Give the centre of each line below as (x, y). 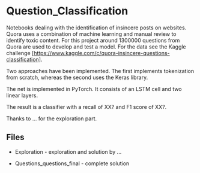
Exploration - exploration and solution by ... (68, 151)
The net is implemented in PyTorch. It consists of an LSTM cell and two (94, 89)
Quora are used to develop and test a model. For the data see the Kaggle (96, 47)
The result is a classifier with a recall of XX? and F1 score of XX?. (86, 107)
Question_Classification (67, 11)
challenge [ (20, 53)
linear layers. (22, 95)
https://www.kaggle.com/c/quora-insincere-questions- (102, 53)
